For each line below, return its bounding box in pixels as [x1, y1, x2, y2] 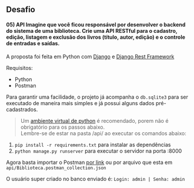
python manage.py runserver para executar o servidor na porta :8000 [14, 147, 182, 155]
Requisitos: [6, 64, 34, 71]
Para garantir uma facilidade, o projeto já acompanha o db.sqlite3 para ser [6, 93, 188, 100]
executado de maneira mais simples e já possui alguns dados [6, 99, 155, 106]
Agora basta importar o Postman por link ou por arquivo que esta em [6, 159, 172, 166]
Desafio [6, 5, 35, 15]
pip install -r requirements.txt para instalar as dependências [14, 141, 171, 148]
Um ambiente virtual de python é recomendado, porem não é [20, 117, 169, 124]
